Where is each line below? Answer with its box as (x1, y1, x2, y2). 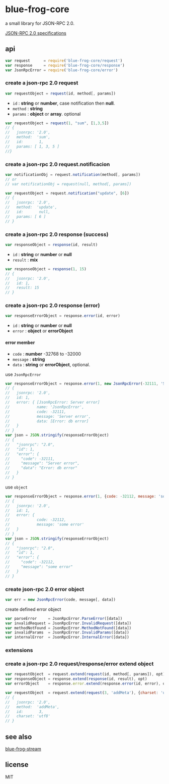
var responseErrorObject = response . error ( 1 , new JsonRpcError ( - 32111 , (5, 381, 158, 386)
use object (5, 484, 28, 490)
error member (5, 339, 35, 346)
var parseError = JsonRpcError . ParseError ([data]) (5, 616, 123, 621)
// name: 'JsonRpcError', (5, 404, 84, 410)
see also (5, 732, 32, 741)
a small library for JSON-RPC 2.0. (5, 20, 74, 26)
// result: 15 (5, 285, 39, 290)
